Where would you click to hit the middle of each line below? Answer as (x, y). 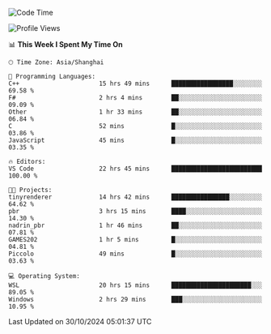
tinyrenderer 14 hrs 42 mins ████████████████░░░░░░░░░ (135, 197)
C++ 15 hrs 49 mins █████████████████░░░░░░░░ (135, 83)
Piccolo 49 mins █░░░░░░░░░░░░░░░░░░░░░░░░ (135, 254)
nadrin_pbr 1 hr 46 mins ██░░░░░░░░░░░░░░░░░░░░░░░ (135, 225)
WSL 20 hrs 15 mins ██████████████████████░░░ (135, 285)
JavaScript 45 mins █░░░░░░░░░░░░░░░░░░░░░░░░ (135, 140)
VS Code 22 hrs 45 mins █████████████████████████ (135, 169)
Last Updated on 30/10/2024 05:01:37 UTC (80, 321)
